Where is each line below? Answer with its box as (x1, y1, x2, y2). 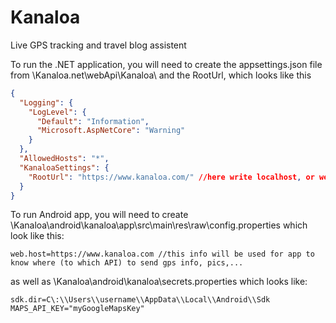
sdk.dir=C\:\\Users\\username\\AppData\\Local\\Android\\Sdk (10, 295, 271, 305)
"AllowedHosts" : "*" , (19, 154, 110, 164)
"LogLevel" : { (28, 107, 87, 117)
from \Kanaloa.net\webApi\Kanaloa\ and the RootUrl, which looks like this (10, 69, 312, 81)
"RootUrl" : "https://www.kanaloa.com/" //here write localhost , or (28, 172, 315, 182)
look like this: (10, 230, 65, 242)
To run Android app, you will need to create (10, 209, 189, 221)
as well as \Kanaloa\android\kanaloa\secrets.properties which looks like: (10, 276, 308, 288)
